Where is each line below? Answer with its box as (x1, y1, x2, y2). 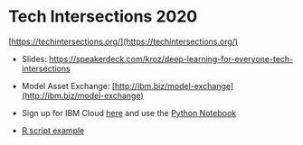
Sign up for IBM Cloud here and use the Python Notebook (21, 107, 237, 118)
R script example (21, 124, 85, 136)
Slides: (21, 53, 47, 64)
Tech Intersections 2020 (8, 6, 198, 27)
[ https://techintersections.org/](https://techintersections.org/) (8, 36, 239, 47)
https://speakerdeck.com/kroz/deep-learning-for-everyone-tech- (48, 53, 294, 64)
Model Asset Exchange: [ (21, 80, 115, 91)
